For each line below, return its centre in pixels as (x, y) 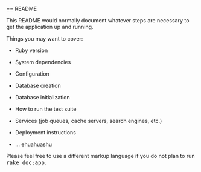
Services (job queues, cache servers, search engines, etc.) (88, 121)
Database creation (38, 85)
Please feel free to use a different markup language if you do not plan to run (101, 156)
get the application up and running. (50, 27)
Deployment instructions (46, 132)
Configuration (32, 74)
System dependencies (43, 62)
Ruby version (31, 50)
